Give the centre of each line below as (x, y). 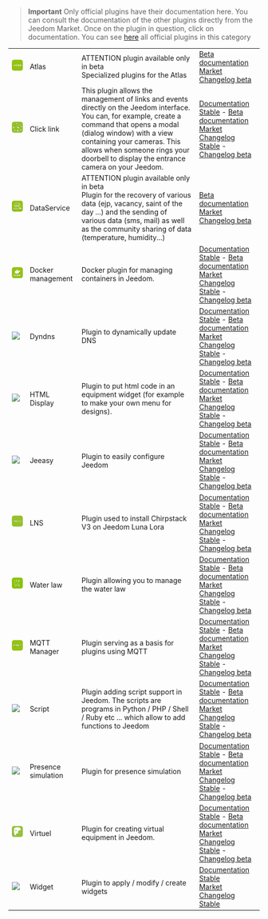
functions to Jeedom (115, 726)
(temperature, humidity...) (123, 238)
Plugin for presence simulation (131, 771)
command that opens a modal (130, 124)
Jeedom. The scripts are (121, 701)
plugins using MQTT (114, 651)
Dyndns (42, 336)
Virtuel (40, 833)
